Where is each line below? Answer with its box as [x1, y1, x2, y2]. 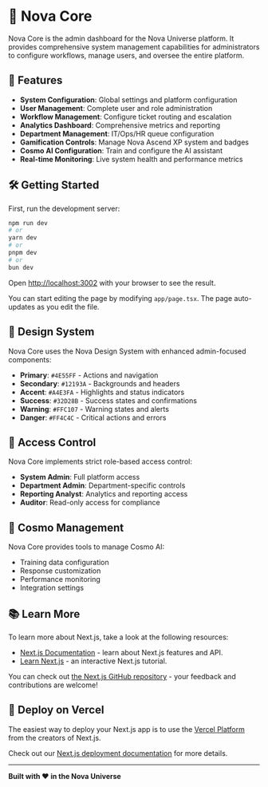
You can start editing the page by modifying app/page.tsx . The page [8, 293, 233, 303]
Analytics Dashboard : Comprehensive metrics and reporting [19, 120, 221, 130]
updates [8, 302, 36, 311]
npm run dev [8, 219, 48, 227]
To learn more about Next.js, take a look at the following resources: [8, 632, 229, 642]
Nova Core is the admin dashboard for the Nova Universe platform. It [8, 34, 235, 43]
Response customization [19, 566, 101, 575]
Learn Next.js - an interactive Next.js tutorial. [19, 656, 167, 666]
